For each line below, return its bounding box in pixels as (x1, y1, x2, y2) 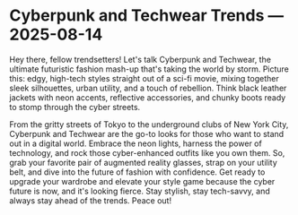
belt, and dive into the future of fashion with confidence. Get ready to (9, 167, 266, 177)
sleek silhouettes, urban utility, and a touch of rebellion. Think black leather (9, 82, 287, 93)
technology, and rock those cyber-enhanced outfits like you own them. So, (9, 147, 285, 158)
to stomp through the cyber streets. (9, 101, 141, 112)
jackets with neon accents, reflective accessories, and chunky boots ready (9, 91, 286, 103)
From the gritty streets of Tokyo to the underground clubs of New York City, (9, 118, 289, 130)
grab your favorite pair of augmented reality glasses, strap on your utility (9, 157, 278, 168)
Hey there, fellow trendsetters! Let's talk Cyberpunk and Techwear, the (9, 54, 272, 64)
